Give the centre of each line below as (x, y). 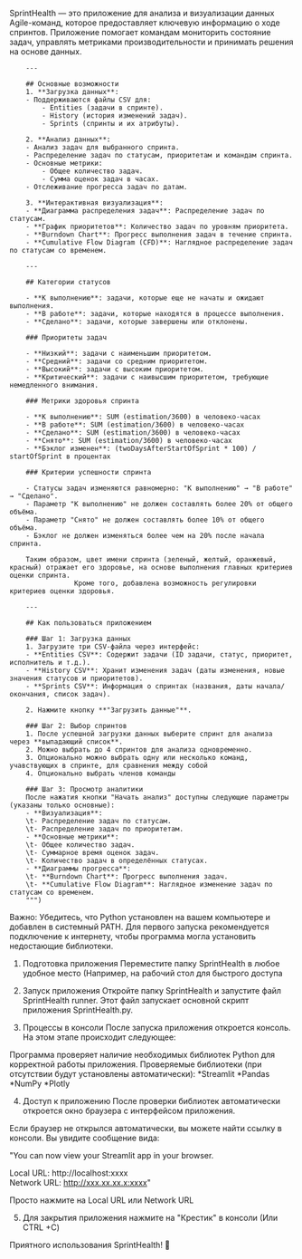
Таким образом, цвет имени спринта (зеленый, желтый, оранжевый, (151, 560)
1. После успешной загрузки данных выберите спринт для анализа (149, 734)
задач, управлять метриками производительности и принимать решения (151, 42)
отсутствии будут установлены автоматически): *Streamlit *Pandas (140, 1074)
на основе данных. (46, 52)
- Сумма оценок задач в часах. (101, 179)
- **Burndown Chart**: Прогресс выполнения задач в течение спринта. (160, 235)
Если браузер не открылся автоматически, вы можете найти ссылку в (146, 1128)
